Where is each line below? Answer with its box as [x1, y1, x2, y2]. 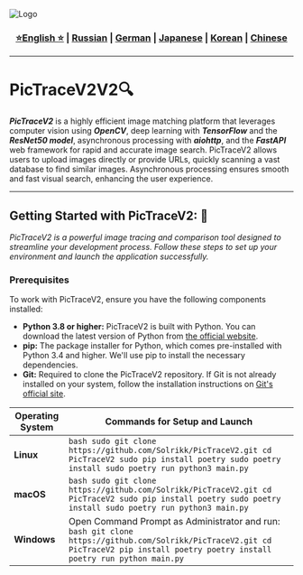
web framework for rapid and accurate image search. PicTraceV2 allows [9, 144, 278, 155]
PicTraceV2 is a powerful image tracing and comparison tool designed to [9, 232, 281, 243]
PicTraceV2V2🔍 [9, 79, 133, 100]
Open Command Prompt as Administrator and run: [68, 515, 281, 528]
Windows [14, 533, 56, 546]
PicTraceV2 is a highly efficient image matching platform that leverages [9, 116, 276, 126]
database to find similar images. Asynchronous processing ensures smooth [9, 163, 289, 175]
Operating [14, 410, 60, 422]
